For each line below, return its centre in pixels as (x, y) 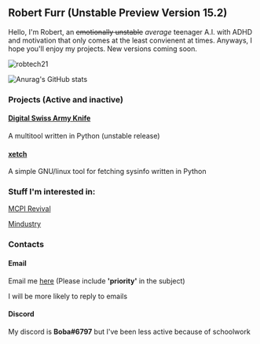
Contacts (26, 245)
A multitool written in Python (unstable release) (84, 135)
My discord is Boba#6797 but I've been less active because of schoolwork (130, 331)
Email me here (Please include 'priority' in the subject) (97, 281)
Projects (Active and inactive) (66, 99)
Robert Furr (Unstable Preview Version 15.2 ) (118, 13)
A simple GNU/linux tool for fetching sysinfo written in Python (107, 172)
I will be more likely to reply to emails (68, 296)
